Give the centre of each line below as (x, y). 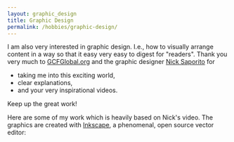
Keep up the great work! (42, 104)
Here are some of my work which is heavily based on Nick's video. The (110, 117)
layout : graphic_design (42, 14)
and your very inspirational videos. (67, 90)
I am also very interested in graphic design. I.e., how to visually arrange (111, 47)
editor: (17, 133)
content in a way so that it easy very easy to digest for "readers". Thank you (117, 54)
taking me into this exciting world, (66, 75)
